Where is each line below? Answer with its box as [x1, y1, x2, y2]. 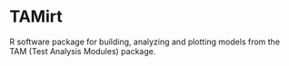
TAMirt [9, 6, 63, 27]
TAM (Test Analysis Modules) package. [9, 45, 156, 56]
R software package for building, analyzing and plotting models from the [9, 36, 280, 47]
